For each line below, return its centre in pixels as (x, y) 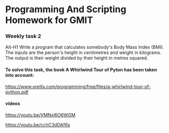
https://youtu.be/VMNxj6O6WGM (40, 115)
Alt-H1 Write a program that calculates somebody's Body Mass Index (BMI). (85, 47)
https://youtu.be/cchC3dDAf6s (38, 125)
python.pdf (17, 92)
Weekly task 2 (23, 36)
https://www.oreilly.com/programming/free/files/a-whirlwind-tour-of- (78, 86)
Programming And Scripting (66, 9)
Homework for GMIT (49, 20)
